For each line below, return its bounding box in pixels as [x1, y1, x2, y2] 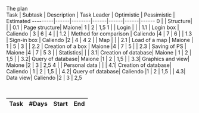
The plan [6, 5, 28, 12]
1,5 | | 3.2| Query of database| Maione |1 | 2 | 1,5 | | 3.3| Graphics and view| [6, 56, 189, 62]
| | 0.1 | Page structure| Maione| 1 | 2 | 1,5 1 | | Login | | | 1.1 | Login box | [6, 24, 179, 31]
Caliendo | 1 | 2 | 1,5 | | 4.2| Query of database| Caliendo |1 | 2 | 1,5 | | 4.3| [6, 68, 186, 75]
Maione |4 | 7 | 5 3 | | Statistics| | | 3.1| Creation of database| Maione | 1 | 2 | [6, 49, 192, 56]
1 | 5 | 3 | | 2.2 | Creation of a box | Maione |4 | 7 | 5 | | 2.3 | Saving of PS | [6, 43, 186, 50]
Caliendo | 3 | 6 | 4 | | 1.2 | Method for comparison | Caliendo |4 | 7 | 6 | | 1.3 [6, 30, 192, 37]
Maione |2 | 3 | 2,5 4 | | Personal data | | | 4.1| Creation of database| [6, 62, 172, 69]
